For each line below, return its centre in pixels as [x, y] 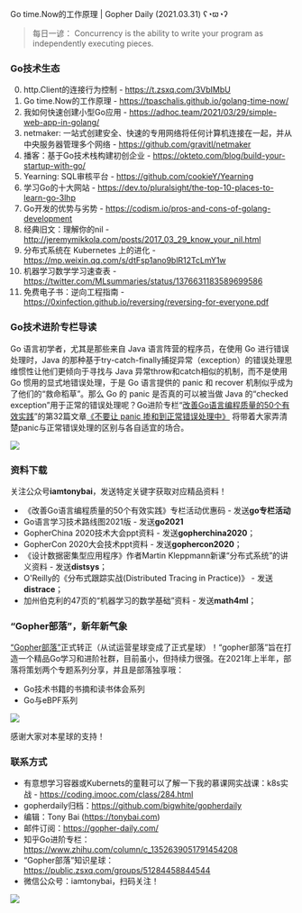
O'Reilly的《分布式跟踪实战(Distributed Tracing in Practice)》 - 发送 [148, 578]
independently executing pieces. [93, 43]
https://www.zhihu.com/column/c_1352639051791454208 [130, 850]
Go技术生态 [35, 68]
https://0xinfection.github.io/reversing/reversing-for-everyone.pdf [146, 302]
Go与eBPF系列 [50, 700]
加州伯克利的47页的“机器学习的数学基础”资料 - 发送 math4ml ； [140, 600]
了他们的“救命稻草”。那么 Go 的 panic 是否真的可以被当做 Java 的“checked [150, 393]
